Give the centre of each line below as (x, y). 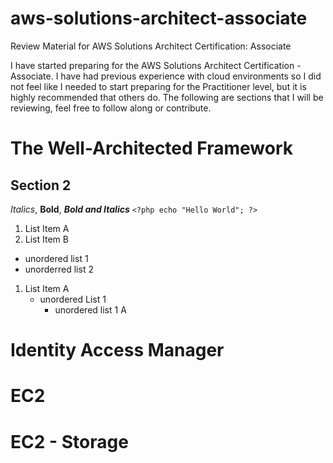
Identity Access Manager (117, 350)
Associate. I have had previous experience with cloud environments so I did (166, 76)
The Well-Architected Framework (151, 148)
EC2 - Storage (69, 441)
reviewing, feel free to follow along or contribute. (111, 108)
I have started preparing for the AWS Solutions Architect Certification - (156, 65)
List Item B (46, 239)
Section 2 (41, 185)
